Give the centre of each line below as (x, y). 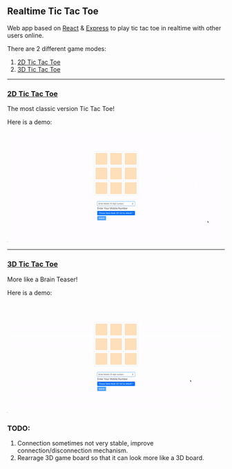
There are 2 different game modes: (57, 48)
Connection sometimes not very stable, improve (85, 443)
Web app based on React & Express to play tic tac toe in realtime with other (114, 28)
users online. (26, 35)
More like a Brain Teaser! (42, 279)
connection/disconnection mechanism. (72, 450)
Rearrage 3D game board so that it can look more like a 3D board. (111, 458)
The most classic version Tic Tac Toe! (61, 109)
